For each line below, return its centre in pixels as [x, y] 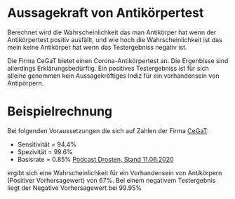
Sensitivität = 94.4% [47, 144]
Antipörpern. [26, 83]
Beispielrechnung [60, 112]
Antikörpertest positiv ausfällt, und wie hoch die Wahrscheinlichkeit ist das [115, 39]
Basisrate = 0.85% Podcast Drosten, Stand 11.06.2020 [95, 159]
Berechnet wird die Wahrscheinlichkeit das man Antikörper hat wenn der [112, 32]
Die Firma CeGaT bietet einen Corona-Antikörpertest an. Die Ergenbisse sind [118, 60]
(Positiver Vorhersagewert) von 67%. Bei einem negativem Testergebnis [112, 180]
